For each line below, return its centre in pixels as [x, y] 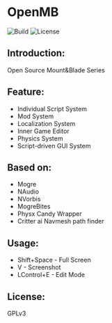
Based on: [30, 167]
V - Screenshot [39, 267]
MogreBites [34, 207]
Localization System [46, 123]
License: [26, 297]
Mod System [35, 116]
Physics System [40, 138]
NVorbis [29, 199]
